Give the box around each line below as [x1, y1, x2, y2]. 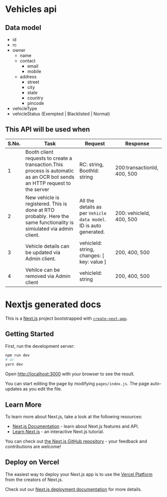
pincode [27, 100, 44, 106]
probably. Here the [25, 213, 70, 220]
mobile [27, 68, 41, 74]
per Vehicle [79, 210, 107, 217]
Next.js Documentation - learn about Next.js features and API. [12, 423, 139, 429]
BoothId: [79, 167, 99, 174]
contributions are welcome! [5, 444, 61, 450]
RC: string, [79, 161, 104, 168]
